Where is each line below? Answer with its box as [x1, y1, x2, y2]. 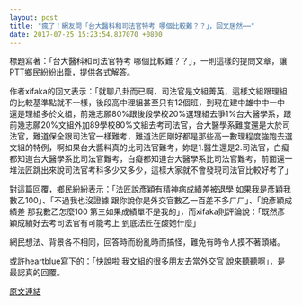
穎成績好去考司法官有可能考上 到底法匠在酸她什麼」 [9, 218, 200, 229]
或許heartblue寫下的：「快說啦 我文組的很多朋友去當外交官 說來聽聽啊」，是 [9, 256, 286, 266]
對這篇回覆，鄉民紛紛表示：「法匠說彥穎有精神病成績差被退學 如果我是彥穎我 [9, 184, 291, 194]
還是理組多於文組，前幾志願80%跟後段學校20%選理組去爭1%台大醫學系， [9, 109, 284, 120]
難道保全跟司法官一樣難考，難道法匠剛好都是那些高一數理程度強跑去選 [32, 131, 293, 142]
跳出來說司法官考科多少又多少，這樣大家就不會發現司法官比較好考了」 [32, 165, 293, 175]
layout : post [9, 13, 58, 22]
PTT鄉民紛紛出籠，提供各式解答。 [9, 67, 136, 77]
